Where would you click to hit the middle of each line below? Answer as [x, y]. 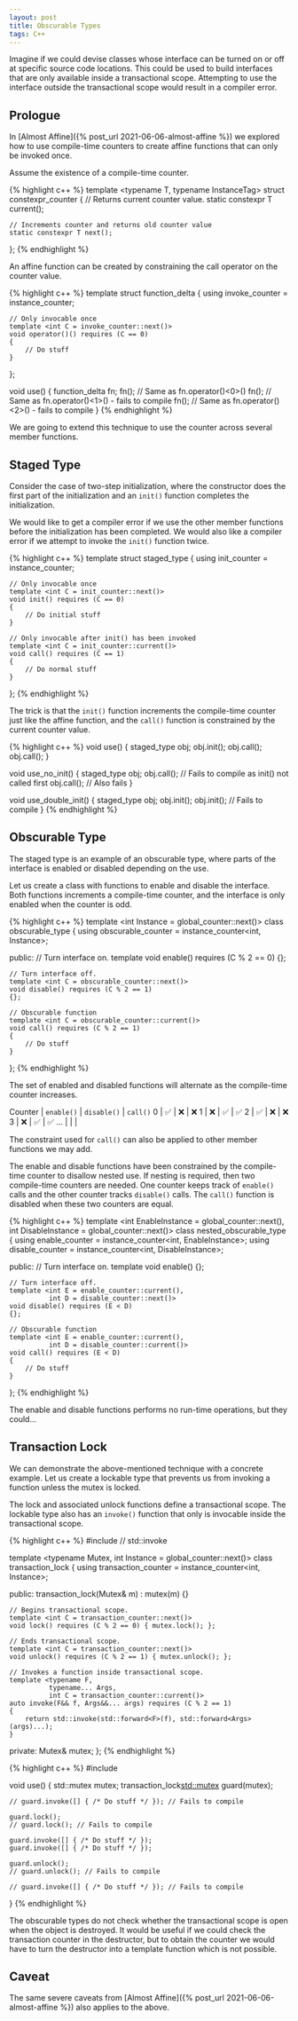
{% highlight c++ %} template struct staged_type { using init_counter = [139, 558]
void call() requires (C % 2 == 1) [75, 1028]
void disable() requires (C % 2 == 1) [81, 989]
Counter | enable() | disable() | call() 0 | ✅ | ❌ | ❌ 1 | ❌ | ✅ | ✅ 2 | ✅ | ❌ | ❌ [149, 1111]
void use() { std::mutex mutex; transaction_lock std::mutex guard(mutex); [141, 1785]
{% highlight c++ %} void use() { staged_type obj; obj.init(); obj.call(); [136, 747]
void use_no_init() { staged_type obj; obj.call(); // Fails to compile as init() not [149, 774]
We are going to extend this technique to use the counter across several [141, 428]
